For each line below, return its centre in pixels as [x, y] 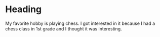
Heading [24, 9]
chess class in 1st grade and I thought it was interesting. [64, 28]
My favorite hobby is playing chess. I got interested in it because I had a [80, 23]
